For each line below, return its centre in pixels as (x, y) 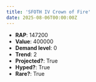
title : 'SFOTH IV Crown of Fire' (49, 12)
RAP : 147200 (32, 35)
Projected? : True (36, 61)
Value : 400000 (34, 41)
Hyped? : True (33, 67)
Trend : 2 (26, 54)
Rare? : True (30, 73)
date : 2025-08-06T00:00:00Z (42, 18)
